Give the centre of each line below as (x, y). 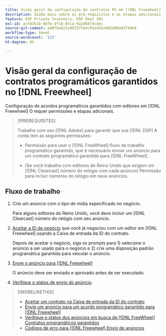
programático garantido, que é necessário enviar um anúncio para (92, 150)
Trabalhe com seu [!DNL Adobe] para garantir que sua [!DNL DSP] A (87, 130)
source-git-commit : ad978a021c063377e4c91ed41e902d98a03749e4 (71, 28)
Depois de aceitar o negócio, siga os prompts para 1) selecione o (79, 243)
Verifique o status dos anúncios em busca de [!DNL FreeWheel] (90, 317)
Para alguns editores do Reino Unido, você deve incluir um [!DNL (79, 213)
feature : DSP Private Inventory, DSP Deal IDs (54, 19)
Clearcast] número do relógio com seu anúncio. (61, 218)
